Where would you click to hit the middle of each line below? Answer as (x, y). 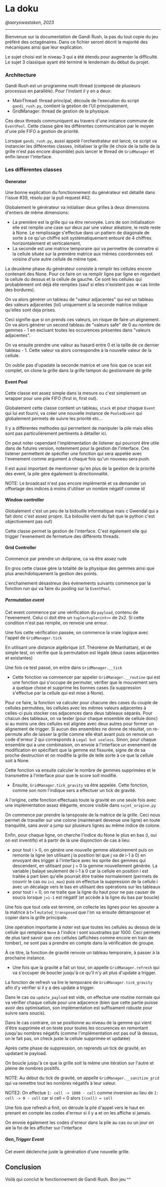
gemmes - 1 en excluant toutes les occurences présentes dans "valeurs (78, 330)
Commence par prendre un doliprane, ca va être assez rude (66, 558)
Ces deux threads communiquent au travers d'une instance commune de (80, 121)
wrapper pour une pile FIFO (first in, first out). (51, 398)
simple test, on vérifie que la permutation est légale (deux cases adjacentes (82, 653)
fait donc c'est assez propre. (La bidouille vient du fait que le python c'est (80, 516)
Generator (16, 181)
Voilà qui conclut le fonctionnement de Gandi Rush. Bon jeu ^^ (68, 1179)
